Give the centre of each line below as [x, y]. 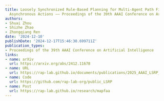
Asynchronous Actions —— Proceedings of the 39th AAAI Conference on [82, 14]
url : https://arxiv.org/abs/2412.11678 [50, 64]
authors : [14, 18]
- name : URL [17, 68]
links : [12, 55]
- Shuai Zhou [18, 23]
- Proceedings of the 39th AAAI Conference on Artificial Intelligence [79, 50]
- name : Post [18, 86]
